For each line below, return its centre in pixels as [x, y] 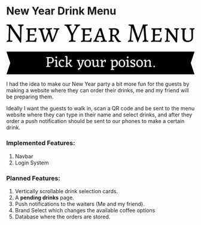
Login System [32, 163]
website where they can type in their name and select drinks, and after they [99, 115]
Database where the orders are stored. [63, 217]
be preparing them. [30, 97]
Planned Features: [33, 178]
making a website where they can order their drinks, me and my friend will [98, 91]
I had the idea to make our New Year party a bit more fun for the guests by [98, 84]
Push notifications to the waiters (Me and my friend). [80, 204]
